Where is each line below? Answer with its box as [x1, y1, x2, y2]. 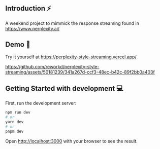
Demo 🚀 [5, 40, 30, 49]
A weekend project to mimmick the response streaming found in [5, 20, 140, 26]
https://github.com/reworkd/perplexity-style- [5, 63, 100, 69]
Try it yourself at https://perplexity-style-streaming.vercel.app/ [5, 54, 137, 60]
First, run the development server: [5, 100, 77, 106]
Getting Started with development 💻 [5, 84, 123, 93]
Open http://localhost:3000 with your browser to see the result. [5, 138, 138, 144]
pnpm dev [5, 129, 24, 134]
